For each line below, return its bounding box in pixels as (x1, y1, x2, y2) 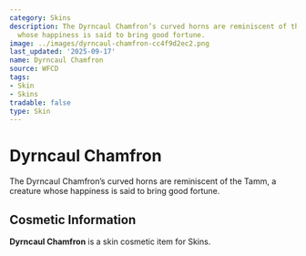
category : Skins (9, 13, 71, 23)
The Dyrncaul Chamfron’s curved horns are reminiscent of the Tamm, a (9, 176, 277, 187)
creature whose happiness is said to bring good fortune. (9, 186, 220, 197)
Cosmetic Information (9, 211, 137, 228)
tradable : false (9, 97, 71, 108)
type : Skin (9, 107, 51, 116)
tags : (9, 73, 30, 82)
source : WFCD (9, 65, 59, 74)
